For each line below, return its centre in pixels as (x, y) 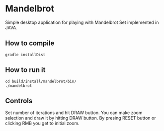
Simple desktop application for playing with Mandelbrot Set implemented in (82, 22)
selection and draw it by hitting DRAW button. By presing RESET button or (81, 118)
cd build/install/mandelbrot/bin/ (41, 81)
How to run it (25, 70)
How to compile (30, 43)
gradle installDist (25, 55)
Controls (19, 100)
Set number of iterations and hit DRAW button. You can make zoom (74, 113)
